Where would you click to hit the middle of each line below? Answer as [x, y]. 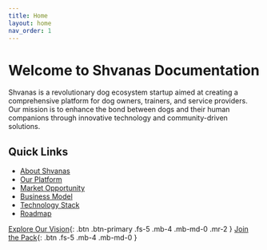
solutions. [24, 127]
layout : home [30, 23]
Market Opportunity [52, 188]
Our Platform [41, 179]
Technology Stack [50, 205]
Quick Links [38, 152]
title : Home [28, 16]
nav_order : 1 [30, 30]
